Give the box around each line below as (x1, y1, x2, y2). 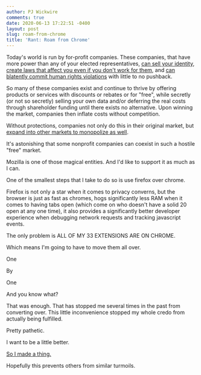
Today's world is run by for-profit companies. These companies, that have (6, 54, 191, 60)
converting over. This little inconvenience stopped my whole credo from (6, 309, 185, 316)
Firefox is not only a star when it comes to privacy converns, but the (6, 188, 176, 195)
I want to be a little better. (6, 339, 69, 345)
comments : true (6, 15, 45, 21)
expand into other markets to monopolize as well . (6, 128, 129, 135)
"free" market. (6, 146, 42, 154)
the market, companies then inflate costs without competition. (6, 110, 161, 117)
